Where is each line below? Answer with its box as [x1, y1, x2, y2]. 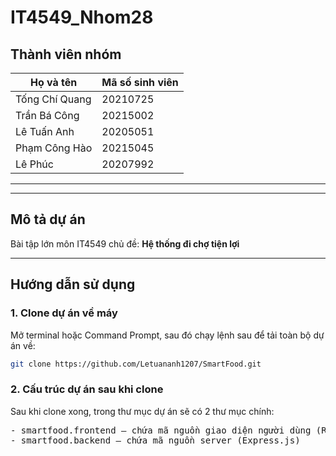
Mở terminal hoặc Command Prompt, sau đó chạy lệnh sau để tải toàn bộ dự [10, 329, 325, 341]
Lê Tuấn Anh [15, 125, 75, 138]
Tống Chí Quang [15, 92, 92, 106]
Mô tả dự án [10, 211, 86, 228]
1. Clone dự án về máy [10, 306, 118, 320]
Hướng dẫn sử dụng [10, 276, 136, 293]
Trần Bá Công [15, 109, 80, 122]
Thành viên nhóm [10, 46, 122, 63]
